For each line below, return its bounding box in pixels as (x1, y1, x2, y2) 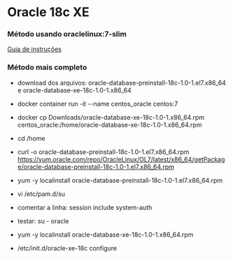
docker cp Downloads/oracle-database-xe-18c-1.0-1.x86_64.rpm (17, 113, 205, 121)
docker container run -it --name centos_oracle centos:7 (17, 99, 178, 108)
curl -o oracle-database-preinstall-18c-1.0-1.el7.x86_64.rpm (17, 148, 190, 156)
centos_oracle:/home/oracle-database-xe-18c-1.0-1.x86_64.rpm (17, 120, 202, 129)
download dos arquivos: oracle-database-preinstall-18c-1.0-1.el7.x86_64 (17, 78, 226, 87)
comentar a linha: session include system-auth (17, 203, 153, 211)
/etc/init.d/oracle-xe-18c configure (17, 244, 118, 252)
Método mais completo (7, 62, 87, 72)
